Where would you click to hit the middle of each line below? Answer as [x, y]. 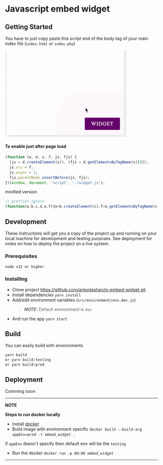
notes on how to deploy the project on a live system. [57, 244]
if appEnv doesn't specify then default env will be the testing [65, 444]
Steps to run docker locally [33, 415]
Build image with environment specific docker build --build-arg [77, 429]
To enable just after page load [36, 146]
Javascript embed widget [57, 9]
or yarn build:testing [28, 360]
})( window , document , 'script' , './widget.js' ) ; [55, 183]
